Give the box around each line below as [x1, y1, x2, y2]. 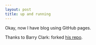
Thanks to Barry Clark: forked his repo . [5, 34, 83, 40]
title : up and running [5, 12, 51, 16]
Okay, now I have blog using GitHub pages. [5, 25, 91, 30]
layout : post [5, 7, 32, 12]
